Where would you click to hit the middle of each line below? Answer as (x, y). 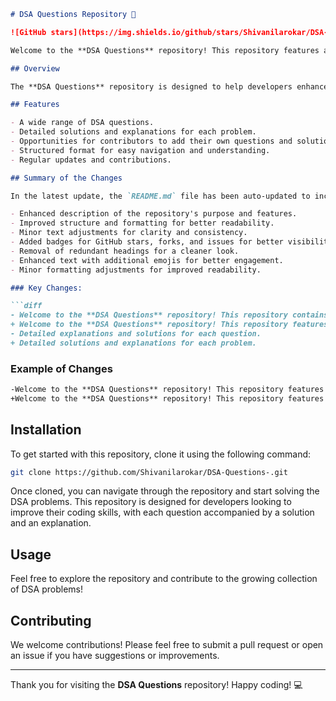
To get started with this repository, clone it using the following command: (161, 454)
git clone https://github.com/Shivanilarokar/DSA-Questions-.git (149, 472)
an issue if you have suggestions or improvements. (115, 656)
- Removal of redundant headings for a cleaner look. (125, 251)
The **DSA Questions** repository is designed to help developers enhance (169, 86)
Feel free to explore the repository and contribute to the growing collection (164, 579)
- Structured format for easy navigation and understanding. (140, 150)
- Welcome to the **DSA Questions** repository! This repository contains (169, 315)
